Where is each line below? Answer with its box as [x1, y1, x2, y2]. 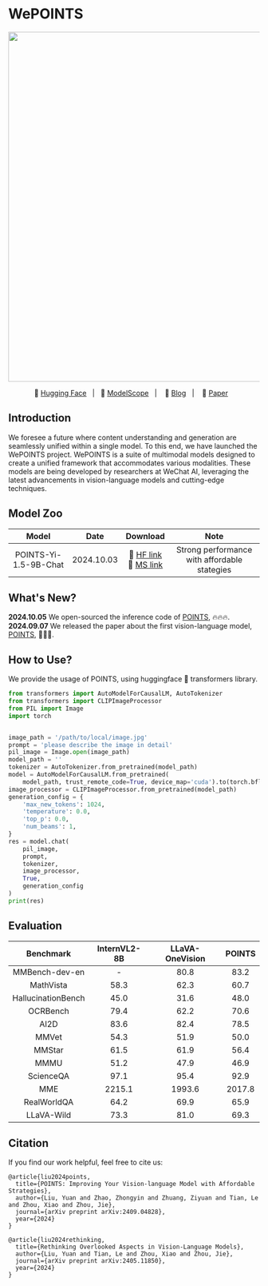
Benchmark [26, 948, 72, 959]
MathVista [30, 979, 68, 990]
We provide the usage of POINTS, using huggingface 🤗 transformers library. [8, 674, 258, 684]
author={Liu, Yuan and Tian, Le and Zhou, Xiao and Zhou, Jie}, [15, 1250, 234, 1258]
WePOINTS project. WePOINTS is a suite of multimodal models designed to [8, 449, 255, 459]
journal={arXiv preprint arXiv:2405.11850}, [15, 1257, 166, 1265]
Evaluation [8, 919, 62, 933]
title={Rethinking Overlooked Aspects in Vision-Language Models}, [15, 1243, 245, 1252]
